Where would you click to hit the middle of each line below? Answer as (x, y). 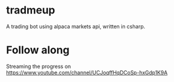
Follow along (38, 50)
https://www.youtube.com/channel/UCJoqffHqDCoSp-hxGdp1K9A (87, 72)
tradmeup (31, 10)
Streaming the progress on (39, 66)
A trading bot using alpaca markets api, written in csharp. (76, 26)
